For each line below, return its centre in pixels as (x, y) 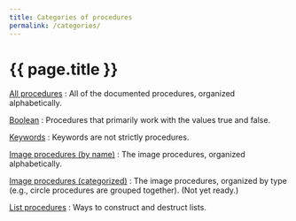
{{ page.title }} (64, 69)
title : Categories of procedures (71, 17)
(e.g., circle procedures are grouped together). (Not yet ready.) (124, 190)
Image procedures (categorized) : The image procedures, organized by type (148, 181)
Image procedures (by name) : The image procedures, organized (127, 155)
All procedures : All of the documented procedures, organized (122, 94)
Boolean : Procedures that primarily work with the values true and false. (140, 120)
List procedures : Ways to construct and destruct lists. (108, 208)
